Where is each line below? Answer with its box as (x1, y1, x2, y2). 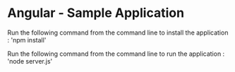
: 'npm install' (7, 35, 47, 44)
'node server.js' (7, 56, 53, 65)
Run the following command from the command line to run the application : (7, 49, 225, 58)
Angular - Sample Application (7, 5, 185, 21)
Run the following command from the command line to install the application (7, 28, 229, 37)
